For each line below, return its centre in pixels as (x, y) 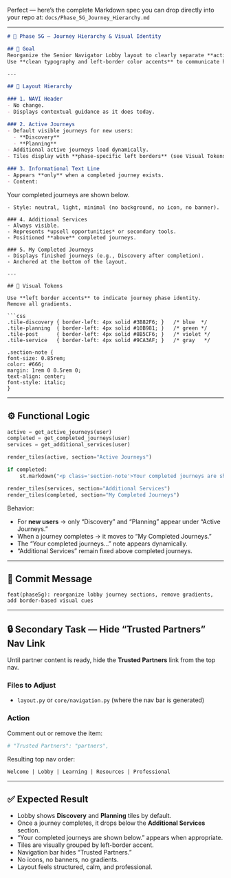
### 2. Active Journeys (41, 124)
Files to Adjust (32, 686)
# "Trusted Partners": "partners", (58, 746)
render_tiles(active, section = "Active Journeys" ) (80, 457)
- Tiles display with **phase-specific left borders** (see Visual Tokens (117, 157)
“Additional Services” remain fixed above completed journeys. (104, 550)
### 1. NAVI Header (35, 99)
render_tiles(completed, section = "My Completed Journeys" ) (93, 495)
